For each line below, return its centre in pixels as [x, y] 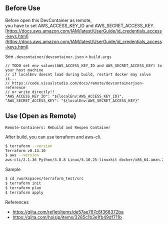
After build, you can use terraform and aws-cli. [53, 136]
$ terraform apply [24, 192]
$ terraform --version [29, 146]
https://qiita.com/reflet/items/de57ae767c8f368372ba [68, 211]
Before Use [23, 8]
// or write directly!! [30, 92]
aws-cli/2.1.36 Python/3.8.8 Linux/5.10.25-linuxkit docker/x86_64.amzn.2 [85, 160]
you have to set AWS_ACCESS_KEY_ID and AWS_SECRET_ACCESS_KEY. [80, 25]
